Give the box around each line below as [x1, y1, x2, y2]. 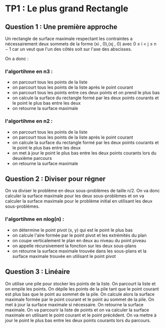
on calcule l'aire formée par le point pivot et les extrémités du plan [12, 232, 147, 238]
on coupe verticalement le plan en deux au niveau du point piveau [12, 237, 146, 243]
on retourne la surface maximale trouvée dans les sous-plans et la [12, 248, 147, 254]
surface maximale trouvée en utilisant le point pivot [12, 253, 116, 259]
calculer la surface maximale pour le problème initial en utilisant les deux [5, 198, 153, 204]
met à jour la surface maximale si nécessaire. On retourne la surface [5, 301, 144, 307]
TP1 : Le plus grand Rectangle [5, 3, 129, 14]
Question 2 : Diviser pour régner [5, 175, 106, 183]
